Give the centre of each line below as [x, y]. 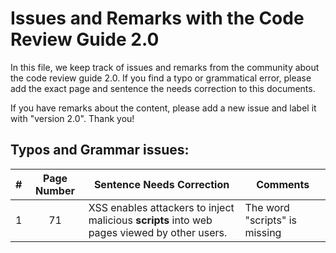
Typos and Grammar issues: [100, 150]
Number [55, 190]
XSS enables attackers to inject [161, 207]
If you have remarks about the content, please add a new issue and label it [163, 108]
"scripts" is [270, 220]
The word [267, 207]
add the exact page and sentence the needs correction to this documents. [163, 88]
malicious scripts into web [150, 220]
